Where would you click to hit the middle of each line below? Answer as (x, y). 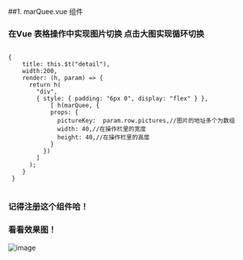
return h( (45, 85)
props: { (64, 112)
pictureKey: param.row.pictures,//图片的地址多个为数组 (146, 121)
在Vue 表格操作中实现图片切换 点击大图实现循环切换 (106, 34)
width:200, (40, 71)
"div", (47, 92)
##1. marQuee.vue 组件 (46, 11)
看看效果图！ (33, 230)
